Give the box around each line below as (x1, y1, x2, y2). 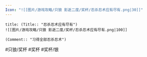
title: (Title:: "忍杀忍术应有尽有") (5, 22, 78, 27)
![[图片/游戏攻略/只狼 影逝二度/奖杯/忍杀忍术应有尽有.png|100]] (5, 27, 127, 32)
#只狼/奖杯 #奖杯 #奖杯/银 (5, 46, 59, 52)
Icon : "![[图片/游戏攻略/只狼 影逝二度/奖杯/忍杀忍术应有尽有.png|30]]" (5, 7, 143, 12)
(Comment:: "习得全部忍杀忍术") (5, 37, 66, 42)
